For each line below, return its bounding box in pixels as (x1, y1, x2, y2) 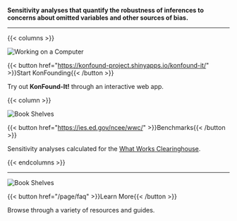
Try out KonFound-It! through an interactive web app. (7, 83, 164, 90)
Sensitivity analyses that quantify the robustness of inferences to (7, 6, 205, 14)
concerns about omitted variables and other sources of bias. (7, 13, 189, 22)
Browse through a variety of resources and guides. (7, 206, 155, 214)
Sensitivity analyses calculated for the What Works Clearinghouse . (7, 145, 201, 153)
